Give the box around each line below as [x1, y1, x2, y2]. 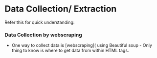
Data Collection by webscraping [4, 31, 83, 38]
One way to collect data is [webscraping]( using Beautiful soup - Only [11, 43, 153, 48]
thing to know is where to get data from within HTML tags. [11, 47, 129, 54]
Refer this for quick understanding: [4, 19, 75, 25]
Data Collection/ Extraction [4, 3, 117, 14]
